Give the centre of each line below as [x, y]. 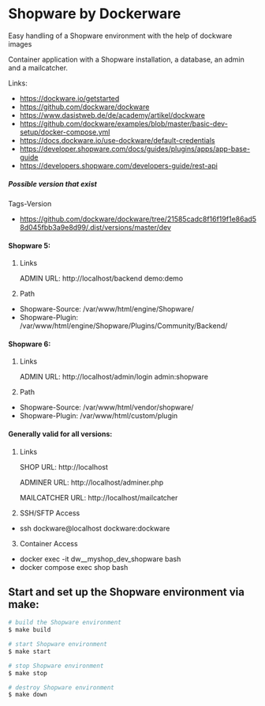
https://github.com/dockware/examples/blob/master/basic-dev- [124, 123]
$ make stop [28, 673]
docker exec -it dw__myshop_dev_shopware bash [100, 559]
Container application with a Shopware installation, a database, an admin [126, 59]
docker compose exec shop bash [74, 567]
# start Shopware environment [58, 644]
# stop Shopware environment [56, 666]
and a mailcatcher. [38, 67]
